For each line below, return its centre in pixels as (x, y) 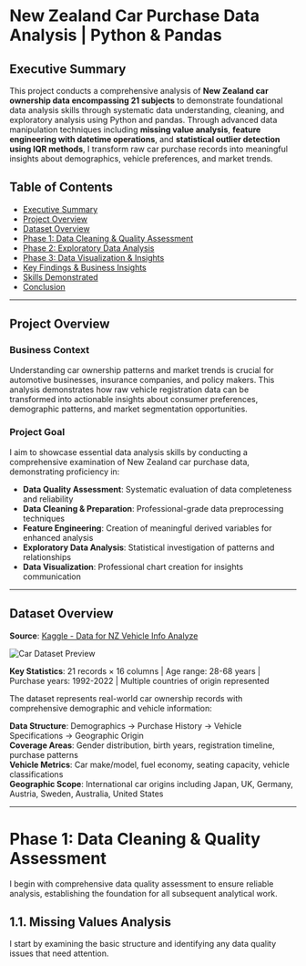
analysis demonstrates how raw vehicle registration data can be (129, 390)
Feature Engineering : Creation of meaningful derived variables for (147, 528)
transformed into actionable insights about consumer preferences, (134, 399)
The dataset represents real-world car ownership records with (126, 698)
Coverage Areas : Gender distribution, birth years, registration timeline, (142, 745)
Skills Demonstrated (60, 277)
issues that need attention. (59, 953)
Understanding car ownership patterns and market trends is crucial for (142, 369)
